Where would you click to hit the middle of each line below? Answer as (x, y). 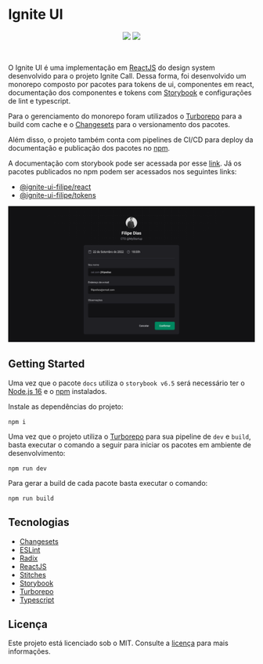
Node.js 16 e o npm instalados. (58, 391)
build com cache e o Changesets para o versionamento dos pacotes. (119, 124)
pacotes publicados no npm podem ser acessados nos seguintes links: (122, 171)
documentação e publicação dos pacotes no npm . (89, 148)
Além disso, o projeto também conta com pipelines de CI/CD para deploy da (131, 140)
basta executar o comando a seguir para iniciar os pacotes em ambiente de (130, 444)
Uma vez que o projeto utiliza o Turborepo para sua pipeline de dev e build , (130, 436)
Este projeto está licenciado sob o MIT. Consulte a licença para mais (118, 643)
